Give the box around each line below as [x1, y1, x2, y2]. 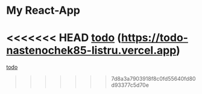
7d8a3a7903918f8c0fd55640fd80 [111, 75, 196, 83]
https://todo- [121, 31, 189, 45]
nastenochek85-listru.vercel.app [6, 44, 177, 57]
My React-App [6, 4, 80, 17]
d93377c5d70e [111, 81, 150, 89]
